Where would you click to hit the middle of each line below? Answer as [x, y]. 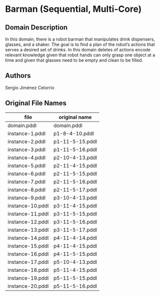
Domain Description [36, 27]
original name [75, 117]
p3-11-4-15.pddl [75, 206]
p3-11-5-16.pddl [75, 222]
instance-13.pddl [28, 230]
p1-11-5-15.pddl [75, 141]
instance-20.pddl [28, 286]
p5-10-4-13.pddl [75, 262]
